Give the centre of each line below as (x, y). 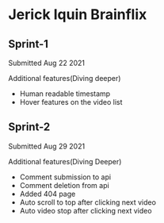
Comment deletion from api (64, 185)
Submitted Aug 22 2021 (47, 63)
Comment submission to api (65, 177)
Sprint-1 (29, 44)
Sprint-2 (29, 127)
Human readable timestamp (65, 94)
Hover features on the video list (71, 102)
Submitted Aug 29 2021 (47, 146)
